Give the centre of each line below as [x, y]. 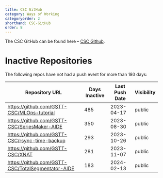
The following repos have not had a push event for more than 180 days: [76, 74]
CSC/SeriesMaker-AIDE [35, 127]
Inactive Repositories [49, 61]
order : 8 [14, 28]
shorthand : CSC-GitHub [28, 23]
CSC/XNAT [20, 155]
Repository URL [43, 93]
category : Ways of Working [32, 14]
